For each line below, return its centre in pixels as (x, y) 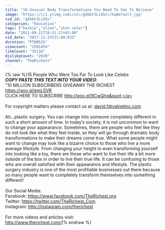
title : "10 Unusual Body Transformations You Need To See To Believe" (80, 10)
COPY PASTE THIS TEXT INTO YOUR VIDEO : (51, 80)
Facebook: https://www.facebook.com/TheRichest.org (61, 196)
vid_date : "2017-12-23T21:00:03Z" (41, 38)
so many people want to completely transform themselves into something (80, 175)
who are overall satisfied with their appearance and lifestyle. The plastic (79, 164)
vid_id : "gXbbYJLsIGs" (28, 19)
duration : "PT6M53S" (27, 42)
